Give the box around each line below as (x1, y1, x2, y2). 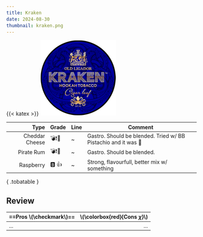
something (87, 164, 114, 172)
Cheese (25, 139, 45, 146)
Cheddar (23, 132, 45, 140)
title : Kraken (6, 10, 42, 16)
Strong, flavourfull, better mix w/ (87, 158, 168, 166)
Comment (127, 123, 154, 131)
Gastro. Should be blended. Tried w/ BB (87, 132, 185, 140)
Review (6, 195, 35, 206)
